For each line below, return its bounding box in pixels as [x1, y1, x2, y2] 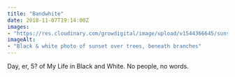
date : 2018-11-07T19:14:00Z [7, 17, 90, 24]
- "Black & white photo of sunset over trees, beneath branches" [7, 43, 201, 50]
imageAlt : [7, 36, 36, 43]
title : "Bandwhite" [7, 10, 64, 17]
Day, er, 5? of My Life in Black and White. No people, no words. [7, 62, 189, 70]
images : [7, 23, 30, 30]
